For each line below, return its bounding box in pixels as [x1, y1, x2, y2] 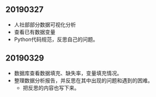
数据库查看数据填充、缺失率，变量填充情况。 [13, 69, 123, 76]
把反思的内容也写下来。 [22, 84, 80, 91]
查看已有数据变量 [13, 28, 56, 35]
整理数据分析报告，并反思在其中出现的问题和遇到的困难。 [13, 76, 153, 84]
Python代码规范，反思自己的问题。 [13, 35, 99, 43]
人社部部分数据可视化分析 [13, 21, 76, 28]
